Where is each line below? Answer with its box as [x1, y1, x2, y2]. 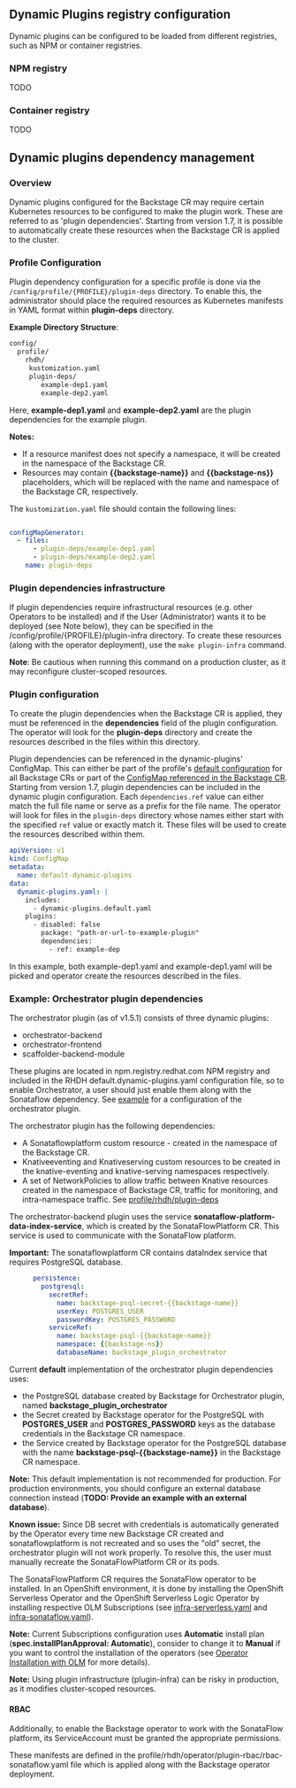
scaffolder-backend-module [21, 1049, 125, 1059]
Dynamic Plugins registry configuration [9, 7, 231, 22]
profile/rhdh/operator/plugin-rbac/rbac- [137, 1750, 283, 1761]
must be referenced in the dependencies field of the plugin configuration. [9, 717, 278, 729]
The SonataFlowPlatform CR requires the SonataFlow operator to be [9, 1574, 257, 1584]
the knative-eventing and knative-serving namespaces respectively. [21, 1166, 269, 1177]
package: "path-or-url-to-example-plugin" [41, 929, 200, 938]
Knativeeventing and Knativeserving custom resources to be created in [21, 1157, 281, 1167]
